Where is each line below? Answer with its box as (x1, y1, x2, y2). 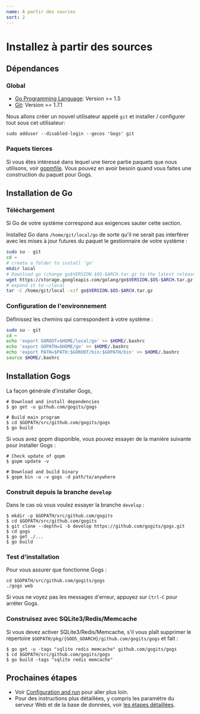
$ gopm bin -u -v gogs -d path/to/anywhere (6, 474, 116, 480)
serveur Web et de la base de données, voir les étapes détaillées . (14, 701, 176, 709)
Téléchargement (6, 206, 55, 214)
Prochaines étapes (6, 673, 77, 683)
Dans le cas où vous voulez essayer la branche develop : (6, 502, 145, 509)
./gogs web (6, 583, 33, 589)
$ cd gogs (6, 528, 31, 534)
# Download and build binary (6, 469, 79, 475)
